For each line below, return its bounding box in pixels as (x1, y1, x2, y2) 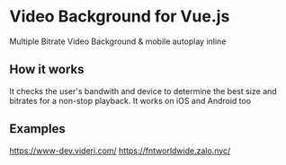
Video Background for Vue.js (9, 6, 230, 27)
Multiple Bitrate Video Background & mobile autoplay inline (9, 36, 227, 47)
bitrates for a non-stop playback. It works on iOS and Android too (9, 95, 252, 106)
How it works (9, 62, 85, 77)
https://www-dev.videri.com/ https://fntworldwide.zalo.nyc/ (9, 145, 231, 156)
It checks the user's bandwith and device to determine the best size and (9, 85, 277, 96)
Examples (9, 121, 66, 136)
